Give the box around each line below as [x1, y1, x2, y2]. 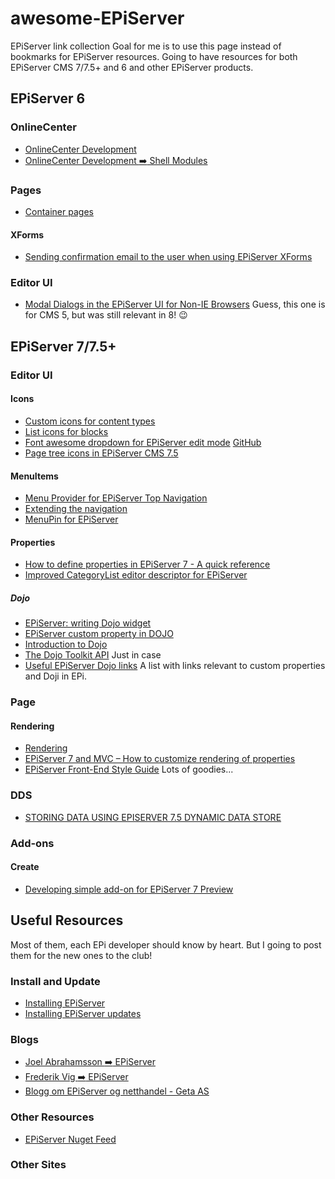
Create [10, 861, 40, 873]
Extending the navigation [24, 503, 128, 515]
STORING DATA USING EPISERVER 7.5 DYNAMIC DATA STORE [24, 811, 282, 823]
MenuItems [10, 470, 59, 482]
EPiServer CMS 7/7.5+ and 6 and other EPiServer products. [10, 61, 254, 73]
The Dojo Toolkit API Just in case [24, 649, 162, 661]
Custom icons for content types [24, 415, 156, 427]
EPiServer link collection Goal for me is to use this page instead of [10, 40, 282, 52]
